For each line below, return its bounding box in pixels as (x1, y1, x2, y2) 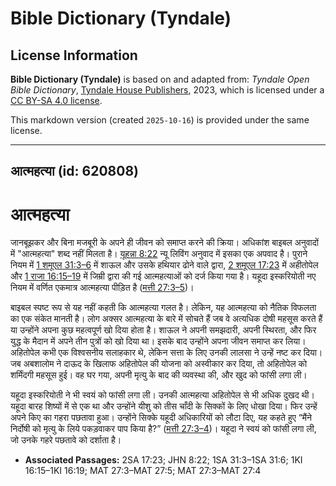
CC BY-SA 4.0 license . (10, 95, 103, 106)
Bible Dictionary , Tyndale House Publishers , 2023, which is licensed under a (10, 84, 325, 96)
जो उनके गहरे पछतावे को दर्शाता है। (10, 434, 122, 446)
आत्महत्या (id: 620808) (10, 163, 139, 180)
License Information (10, 47, 138, 64)
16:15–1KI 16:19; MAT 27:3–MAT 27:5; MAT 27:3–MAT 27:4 (24, 465, 262, 477)
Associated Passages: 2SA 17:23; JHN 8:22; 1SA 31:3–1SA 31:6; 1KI (24, 454, 303, 466)
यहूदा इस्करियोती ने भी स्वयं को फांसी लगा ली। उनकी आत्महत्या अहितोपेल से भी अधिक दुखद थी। (10, 389, 315, 401)
